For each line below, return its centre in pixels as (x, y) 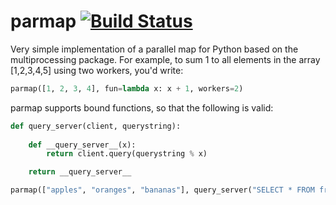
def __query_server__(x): (82, 145)
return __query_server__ (80, 172)
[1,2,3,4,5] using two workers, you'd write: (97, 70)
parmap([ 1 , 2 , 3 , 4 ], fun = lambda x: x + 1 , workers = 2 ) (127, 88)
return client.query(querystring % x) (127, 154)
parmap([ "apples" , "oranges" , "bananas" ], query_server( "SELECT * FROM (162, 190)
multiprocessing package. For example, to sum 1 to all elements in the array (165, 59)
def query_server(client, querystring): (96, 126)
